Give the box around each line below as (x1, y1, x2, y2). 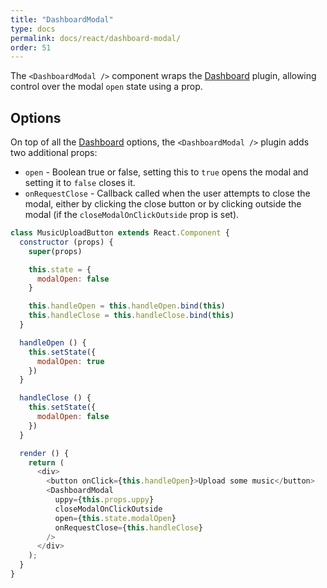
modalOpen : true (36, 356, 105, 366)
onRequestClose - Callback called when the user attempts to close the (24, 187, 311, 200)
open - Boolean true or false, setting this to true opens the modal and (24, 166, 309, 178)
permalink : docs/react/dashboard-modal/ (10, 33, 182, 43)
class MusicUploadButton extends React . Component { (10, 228, 230, 238)
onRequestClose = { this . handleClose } (54, 522, 203, 533)
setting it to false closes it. (24, 177, 136, 189)
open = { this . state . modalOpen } (54, 513, 177, 523)
